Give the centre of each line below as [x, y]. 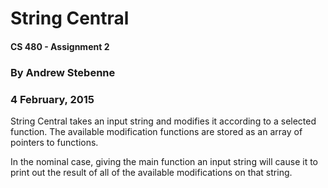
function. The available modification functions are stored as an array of [156, 131]
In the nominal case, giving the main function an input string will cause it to [164, 161]
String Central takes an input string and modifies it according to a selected [163, 121]
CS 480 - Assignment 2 [60, 46]
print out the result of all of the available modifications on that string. [151, 172]
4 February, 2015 [52, 99]
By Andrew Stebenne [63, 72]
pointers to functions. [54, 142]
